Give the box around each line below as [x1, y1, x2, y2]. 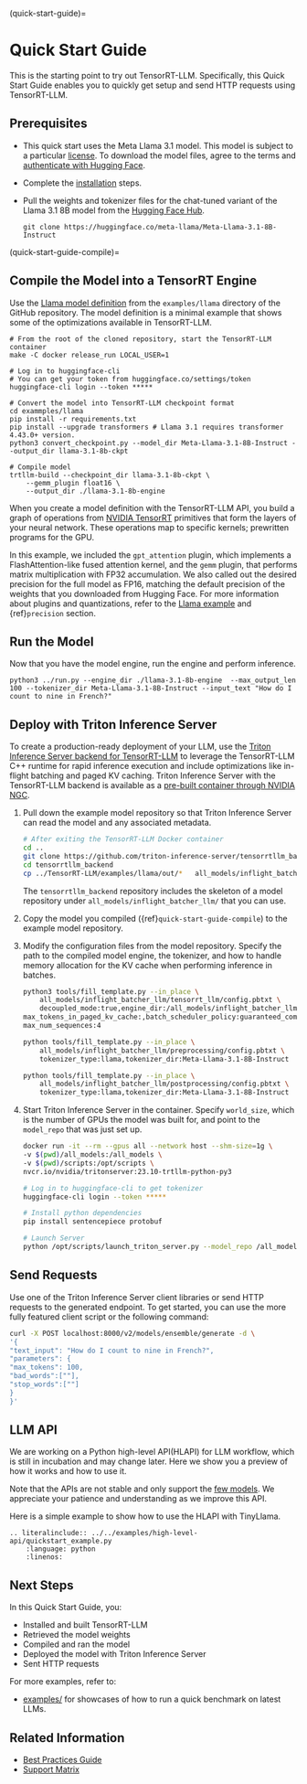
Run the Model [9, 634, 94, 649]
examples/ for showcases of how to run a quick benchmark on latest [22, 1693, 281, 1704]
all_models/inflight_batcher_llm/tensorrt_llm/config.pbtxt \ [39, 996, 281, 1005]
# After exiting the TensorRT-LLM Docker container [22, 835, 224, 844]
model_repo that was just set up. [22, 1124, 143, 1135]
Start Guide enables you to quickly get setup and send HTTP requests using [9, 80, 296, 91]
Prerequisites [9, 116, 88, 132]
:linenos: [26, 1553, 64, 1562]
